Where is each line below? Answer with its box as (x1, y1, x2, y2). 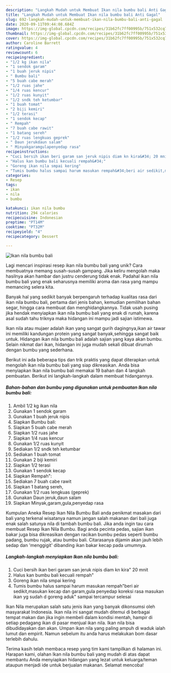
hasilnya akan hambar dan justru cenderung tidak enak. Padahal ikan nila (6, 273, 158, 279)
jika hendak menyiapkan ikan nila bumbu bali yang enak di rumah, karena (6, 310, 159, 316)
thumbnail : (6, 31, 29, 36)
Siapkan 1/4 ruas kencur (13, 435, 64, 441)
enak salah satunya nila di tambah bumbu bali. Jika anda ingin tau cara (6, 521, 154, 527)
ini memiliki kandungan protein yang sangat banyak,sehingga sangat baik (6, 330, 159, 336)
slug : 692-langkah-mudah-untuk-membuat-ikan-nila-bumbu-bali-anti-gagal (6, 17, 163, 22)
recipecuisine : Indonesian (6, 215, 63, 220)
